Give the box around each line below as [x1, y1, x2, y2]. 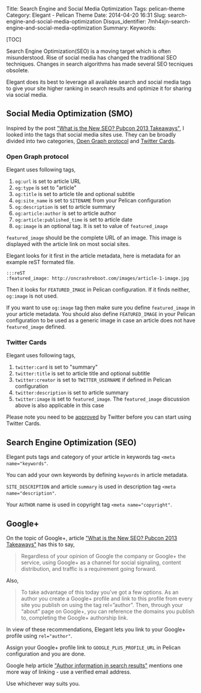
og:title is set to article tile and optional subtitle [14, 191, 135, 198]
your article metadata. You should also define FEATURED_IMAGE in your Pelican [6, 310, 196, 318]
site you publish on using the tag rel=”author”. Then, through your [20, 602, 184, 609]
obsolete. [6, 67, 29, 74]
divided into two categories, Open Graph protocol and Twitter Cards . [6, 137, 176, 144]
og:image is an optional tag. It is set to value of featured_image [14, 223, 168, 230]
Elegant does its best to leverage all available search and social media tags [6, 78, 191, 85]
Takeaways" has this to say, [6, 541, 75, 548]
